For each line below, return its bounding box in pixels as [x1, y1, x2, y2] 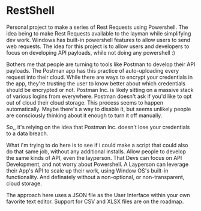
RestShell [6, 4, 55, 17]
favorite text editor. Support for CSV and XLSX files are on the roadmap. [6, 198, 184, 205]
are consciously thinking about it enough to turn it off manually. [6, 112, 163, 119]
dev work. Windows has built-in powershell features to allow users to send [6, 36, 191, 43]
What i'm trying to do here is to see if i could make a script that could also [6, 141, 188, 148]
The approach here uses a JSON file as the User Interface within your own [6, 191, 190, 198]
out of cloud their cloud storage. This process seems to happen [6, 99, 164, 106]
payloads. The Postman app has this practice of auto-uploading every [6, 67, 179, 74]
